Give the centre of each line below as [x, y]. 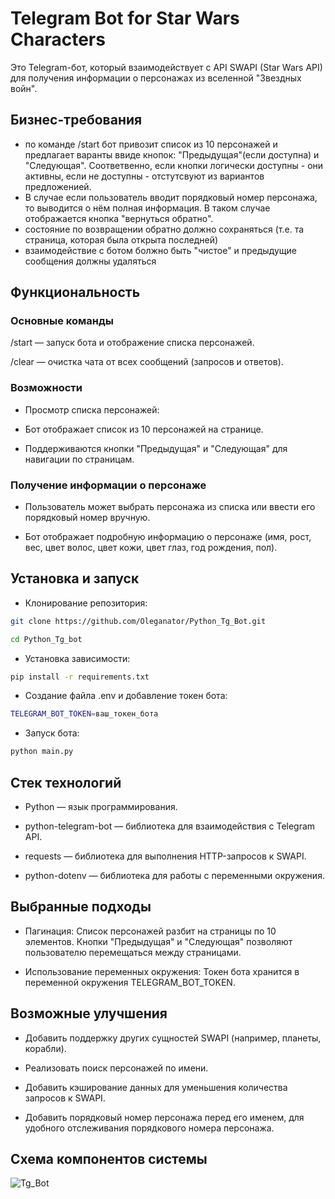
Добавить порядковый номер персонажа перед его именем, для [164, 1117]
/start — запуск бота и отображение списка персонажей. [132, 343]
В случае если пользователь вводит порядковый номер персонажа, [171, 197]
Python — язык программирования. [101, 807]
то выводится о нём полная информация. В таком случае [147, 208]
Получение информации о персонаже [108, 485]
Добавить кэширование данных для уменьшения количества [156, 1087]
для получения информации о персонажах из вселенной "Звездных [156, 78]
